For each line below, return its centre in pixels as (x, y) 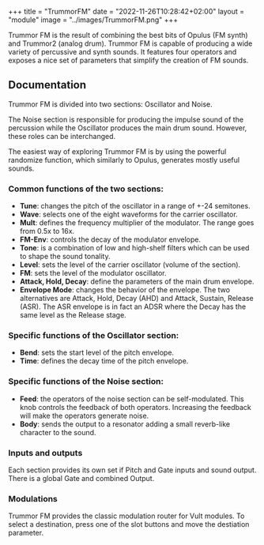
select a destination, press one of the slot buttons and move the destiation (129, 524)
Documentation (47, 85)
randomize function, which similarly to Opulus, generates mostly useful (124, 160)
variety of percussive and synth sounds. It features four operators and (123, 52)
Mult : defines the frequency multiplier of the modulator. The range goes (137, 223)
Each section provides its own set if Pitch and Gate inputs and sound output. (132, 470)
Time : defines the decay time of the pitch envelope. (104, 361)
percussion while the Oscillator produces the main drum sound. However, (128, 128)
